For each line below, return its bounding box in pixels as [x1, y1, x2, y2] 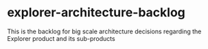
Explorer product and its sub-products [7, 34, 115, 42]
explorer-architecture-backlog [7, 5, 185, 20]
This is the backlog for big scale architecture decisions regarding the [7, 27, 202, 35]
